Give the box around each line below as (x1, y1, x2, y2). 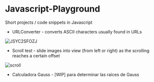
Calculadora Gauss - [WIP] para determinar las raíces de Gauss (12, 71, 139, 77)
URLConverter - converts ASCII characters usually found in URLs (12, 29, 142, 34)
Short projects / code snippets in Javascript (5, 19, 93, 25)
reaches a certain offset (12, 52, 60, 59)
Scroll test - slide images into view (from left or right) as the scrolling (12, 48, 150, 53)
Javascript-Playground (5, 3, 101, 15)
